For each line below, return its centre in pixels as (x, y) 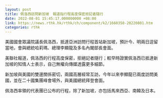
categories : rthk (23, 28)
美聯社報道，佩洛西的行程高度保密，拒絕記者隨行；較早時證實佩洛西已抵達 (79, 58)
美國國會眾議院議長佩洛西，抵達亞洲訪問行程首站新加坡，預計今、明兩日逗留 (81, 42)
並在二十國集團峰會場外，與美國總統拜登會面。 (60, 81)
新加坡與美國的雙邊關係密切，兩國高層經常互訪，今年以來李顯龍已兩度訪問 (79, 74)
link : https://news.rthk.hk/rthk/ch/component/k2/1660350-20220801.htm (79, 23)
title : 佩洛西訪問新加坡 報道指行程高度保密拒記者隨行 (54, 14)
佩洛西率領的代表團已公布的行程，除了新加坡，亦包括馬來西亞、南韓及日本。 (81, 91)
